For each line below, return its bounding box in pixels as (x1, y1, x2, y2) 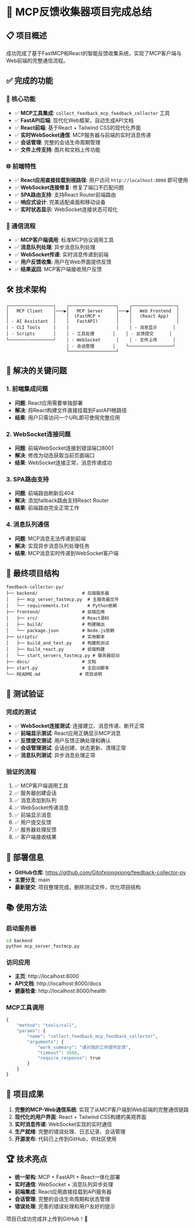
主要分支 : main (14, 876, 50, 883)
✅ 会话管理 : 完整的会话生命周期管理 (14, 138, 101, 145)
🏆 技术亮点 (6, 1154, 48, 1164)
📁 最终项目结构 (6, 568, 60, 578)
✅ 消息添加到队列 (14, 797, 57, 804)
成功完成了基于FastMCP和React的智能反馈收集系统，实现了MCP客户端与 (6, 50, 182, 56)
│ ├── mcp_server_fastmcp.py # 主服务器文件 (6, 596, 119, 603)
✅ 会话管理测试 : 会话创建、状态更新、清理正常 (14, 744, 126, 751)
